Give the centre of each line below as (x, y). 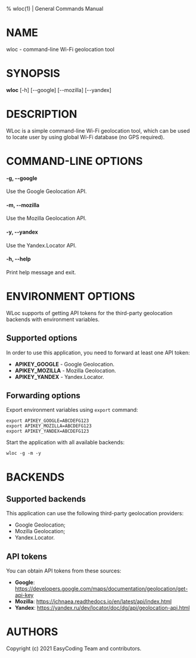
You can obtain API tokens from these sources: (64, 571)
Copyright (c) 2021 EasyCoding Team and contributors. (74, 648)
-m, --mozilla (23, 205)
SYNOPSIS (33, 74)
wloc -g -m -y (24, 454)
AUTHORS (32, 632)
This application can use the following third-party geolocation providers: (95, 513)
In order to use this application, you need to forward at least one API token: (98, 353)
